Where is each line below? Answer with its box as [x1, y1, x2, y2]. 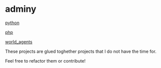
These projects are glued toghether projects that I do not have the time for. [5, 48, 157, 54]
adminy [5, 3, 36, 15]
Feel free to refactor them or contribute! [5, 58, 86, 64]
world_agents [5, 38, 33, 45]
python [5, 20, 20, 26]
